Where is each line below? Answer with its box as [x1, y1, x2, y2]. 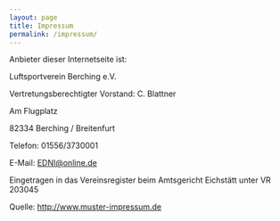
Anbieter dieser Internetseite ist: [9, 54, 128, 65]
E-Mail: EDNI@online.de [9, 158, 98, 168]
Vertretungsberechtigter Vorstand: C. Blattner [9, 88, 177, 99]
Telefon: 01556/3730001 [9, 140, 99, 151]
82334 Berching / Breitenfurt [9, 123, 116, 134]
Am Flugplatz [9, 106, 58, 117]
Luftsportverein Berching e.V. [9, 71, 117, 82]
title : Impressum [9, 21, 74, 30]
